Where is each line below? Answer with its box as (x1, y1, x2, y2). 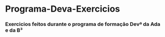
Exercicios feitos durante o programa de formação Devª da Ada (5, 21, 161, 28)
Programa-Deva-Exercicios (5, 3, 120, 15)
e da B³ (5, 27, 23, 34)
